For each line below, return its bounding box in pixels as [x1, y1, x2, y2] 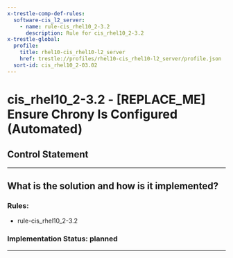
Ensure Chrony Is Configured [7, 106, 178, 122]
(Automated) [7, 121, 83, 137]
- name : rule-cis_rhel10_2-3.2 [19, 23, 110, 30]
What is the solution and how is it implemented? [7, 180, 218, 192]
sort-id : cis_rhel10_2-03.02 [13, 62, 98, 69]
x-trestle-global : [7, 36, 60, 43]
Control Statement [7, 148, 89, 160]
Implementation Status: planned [7, 234, 118, 243]
